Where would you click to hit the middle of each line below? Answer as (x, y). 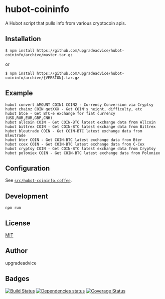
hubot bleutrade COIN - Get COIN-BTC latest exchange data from (74, 131)
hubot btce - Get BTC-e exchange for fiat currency (60, 113)
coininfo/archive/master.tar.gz (39, 55)
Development (27, 196)
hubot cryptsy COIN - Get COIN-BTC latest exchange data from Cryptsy (80, 148)
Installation (23, 39)
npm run (13, 208)
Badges (17, 279)
